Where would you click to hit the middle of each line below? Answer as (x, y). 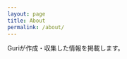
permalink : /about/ (36, 27)
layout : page (26, 14)
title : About (26, 21)
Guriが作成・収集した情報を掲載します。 (66, 48)
